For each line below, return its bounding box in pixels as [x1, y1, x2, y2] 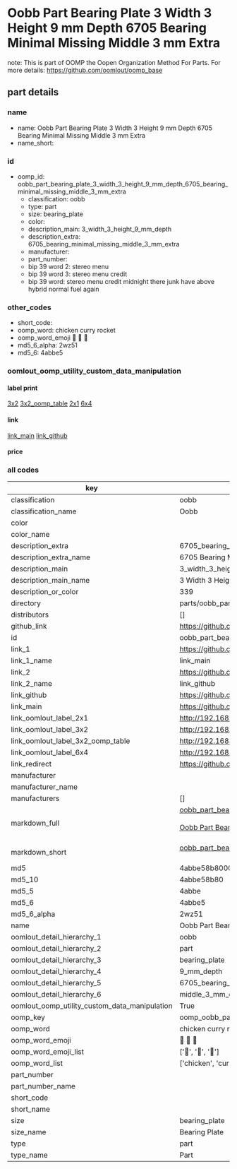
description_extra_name [11, 552, 90, 562]
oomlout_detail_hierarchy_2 [11, 944, 102, 954]
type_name [11, 1150, 48, 1160]
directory [11, 598, 41, 608]
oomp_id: [17, 172, 45, 181]
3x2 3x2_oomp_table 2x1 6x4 [7, 399, 92, 408]
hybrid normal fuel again [28, 285, 100, 293]
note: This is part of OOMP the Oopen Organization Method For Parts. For [7, 58, 221, 66]
